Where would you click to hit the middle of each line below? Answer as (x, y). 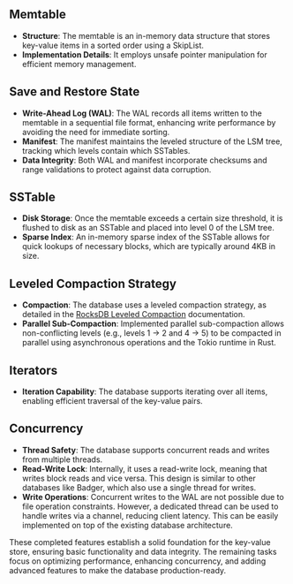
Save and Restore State (75, 92)
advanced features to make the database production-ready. (118, 570)
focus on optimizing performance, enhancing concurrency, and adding (138, 561)
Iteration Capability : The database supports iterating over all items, (145, 391)
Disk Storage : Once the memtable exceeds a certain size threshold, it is (152, 218)
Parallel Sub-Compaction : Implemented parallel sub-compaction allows (153, 324)
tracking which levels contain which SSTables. (106, 150)
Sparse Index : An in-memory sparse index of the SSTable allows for (146, 237)
